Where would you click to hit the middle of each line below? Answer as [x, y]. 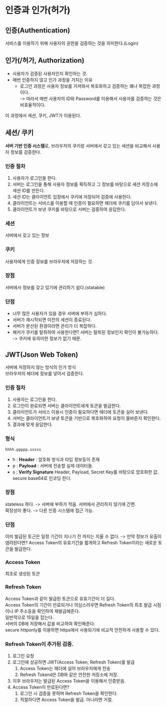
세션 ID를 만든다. [28, 190]
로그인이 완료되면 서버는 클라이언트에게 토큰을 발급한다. [66, 406]
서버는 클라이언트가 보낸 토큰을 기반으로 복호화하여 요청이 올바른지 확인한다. [86, 418]
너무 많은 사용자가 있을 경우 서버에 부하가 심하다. [60, 314]
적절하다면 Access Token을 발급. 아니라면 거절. [66, 699]
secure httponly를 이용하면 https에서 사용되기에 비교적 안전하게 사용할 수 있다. [82, 630]
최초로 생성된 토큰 [22, 574]
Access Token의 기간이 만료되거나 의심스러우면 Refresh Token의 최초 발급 [78, 605]
